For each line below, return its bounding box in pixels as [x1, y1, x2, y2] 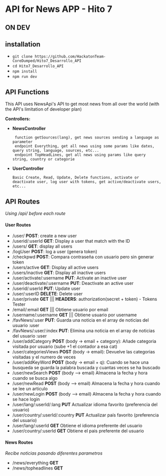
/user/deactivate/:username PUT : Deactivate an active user [12, 280, 134, 286]
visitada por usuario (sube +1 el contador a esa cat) [12, 343, 117, 349]
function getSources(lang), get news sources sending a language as [14, 135, 160, 140]
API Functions [5, 88, 50, 96]
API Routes [5, 197, 40, 205]
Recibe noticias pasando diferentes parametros [5, 450, 103, 456]
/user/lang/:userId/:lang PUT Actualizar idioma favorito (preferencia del [12, 402, 158, 408]
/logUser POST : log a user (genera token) [12, 249, 98, 255]
